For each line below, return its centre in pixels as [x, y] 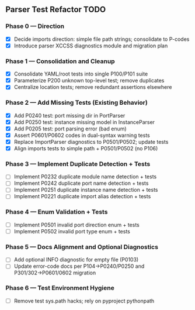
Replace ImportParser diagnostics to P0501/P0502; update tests [91, 142]
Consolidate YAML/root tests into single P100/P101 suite [81, 74]
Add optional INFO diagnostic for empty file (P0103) [76, 260]
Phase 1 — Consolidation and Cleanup [60, 61]
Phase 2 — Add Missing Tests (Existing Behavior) [77, 103]
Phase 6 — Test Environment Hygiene [60, 288]
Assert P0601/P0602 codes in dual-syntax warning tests [82, 135]
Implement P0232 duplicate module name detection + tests [85, 177]
